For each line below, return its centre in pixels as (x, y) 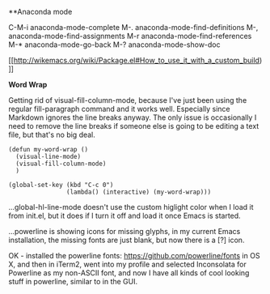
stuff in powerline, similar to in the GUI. (73, 281)
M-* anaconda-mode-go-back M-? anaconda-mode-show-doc (114, 45)
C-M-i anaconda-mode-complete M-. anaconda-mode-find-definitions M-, (133, 27)
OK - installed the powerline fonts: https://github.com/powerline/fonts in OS (134, 256)
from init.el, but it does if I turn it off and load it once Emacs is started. (124, 215)
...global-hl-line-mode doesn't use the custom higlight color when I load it (131, 207)
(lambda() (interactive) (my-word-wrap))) (139, 192)
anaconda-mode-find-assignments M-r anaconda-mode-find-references (130, 36)
